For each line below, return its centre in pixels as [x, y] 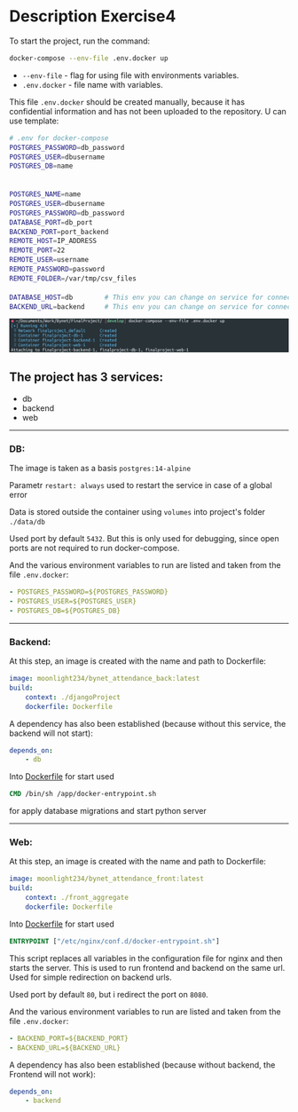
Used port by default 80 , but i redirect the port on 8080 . [109, 994]
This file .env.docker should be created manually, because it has [127, 102]
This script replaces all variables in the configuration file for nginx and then [146, 958]
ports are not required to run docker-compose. [94, 548]
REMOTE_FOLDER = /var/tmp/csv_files [73, 278]
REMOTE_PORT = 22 [37, 250]
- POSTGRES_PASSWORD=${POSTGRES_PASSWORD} [89, 592]
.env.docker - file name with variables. [92, 84]
